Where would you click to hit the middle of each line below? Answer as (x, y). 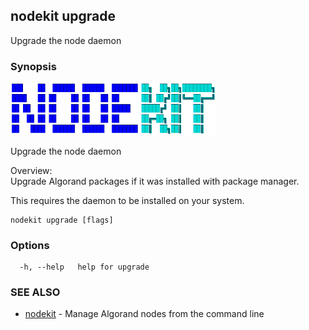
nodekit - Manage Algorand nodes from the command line (144, 314)
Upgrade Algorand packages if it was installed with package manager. (155, 181)
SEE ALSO (35, 292)
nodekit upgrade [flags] (62, 220)
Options (30, 245)
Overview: (31, 170)
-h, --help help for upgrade (84, 267)
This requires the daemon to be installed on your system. (127, 200)
